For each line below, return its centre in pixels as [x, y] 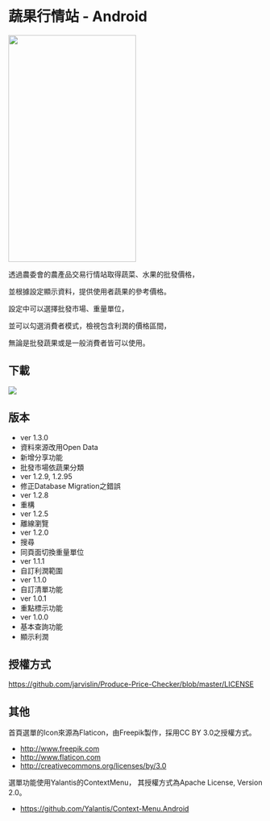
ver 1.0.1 [33, 598]
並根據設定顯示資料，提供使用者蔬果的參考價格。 [89, 291]
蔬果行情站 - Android [78, 17]
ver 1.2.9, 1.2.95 [46, 476]
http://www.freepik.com [60, 749]
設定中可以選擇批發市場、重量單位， [69, 308]
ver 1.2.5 [34, 514]
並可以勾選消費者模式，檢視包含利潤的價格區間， [89, 325]
